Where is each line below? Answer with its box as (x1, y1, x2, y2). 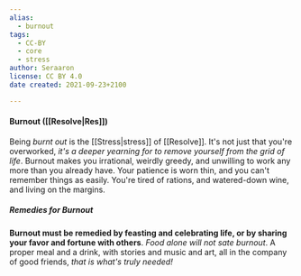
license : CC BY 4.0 (9, 72, 83, 81)
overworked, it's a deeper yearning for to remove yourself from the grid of (9, 145, 286, 156)
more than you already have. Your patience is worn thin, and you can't (9, 164, 270, 176)
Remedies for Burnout (9, 205, 94, 216)
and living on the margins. (9, 184, 105, 195)
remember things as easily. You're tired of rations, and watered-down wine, (9, 174, 290, 185)
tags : (9, 30, 30, 39)
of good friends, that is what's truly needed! (9, 256, 173, 267)
